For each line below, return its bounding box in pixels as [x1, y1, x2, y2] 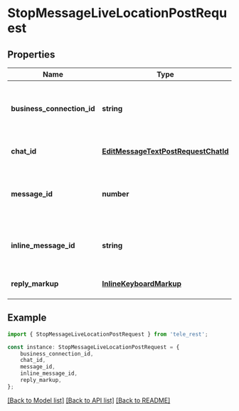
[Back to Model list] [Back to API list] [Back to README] [7, 396, 171, 405]
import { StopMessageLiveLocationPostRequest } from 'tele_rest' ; [7, 331, 208, 338]
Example [7, 311, 47, 324]
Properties [7, 48, 55, 60]
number [102, 189, 129, 198]
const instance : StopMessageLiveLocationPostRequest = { [7, 343, 180, 351]
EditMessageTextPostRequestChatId [102, 146, 229, 156]
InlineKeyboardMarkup [102, 279, 181, 289]
